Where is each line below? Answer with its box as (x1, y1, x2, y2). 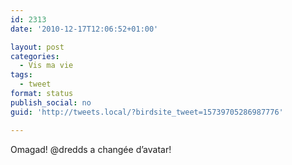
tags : (10, 70, 33, 80)
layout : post (10, 42, 65, 52)
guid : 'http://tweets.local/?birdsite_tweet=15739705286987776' (10, 107, 284, 117)
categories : (10, 51, 60, 61)
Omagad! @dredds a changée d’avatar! (10, 143, 172, 155)
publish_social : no (10, 97, 92, 108)
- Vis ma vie (19, 61, 74, 71)
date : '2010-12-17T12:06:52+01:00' (10, 24, 159, 34)
